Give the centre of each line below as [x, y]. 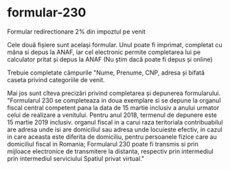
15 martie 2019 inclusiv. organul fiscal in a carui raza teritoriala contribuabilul [115, 122]
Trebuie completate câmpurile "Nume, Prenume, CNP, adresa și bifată [106, 73]
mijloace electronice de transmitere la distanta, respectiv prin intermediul [111, 151]
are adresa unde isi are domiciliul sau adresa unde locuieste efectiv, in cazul [115, 129]
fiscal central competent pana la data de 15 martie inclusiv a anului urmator [113, 107]
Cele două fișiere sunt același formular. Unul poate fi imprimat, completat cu [115, 44]
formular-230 [47, 13]
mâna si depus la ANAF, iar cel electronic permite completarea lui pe [104, 52]
